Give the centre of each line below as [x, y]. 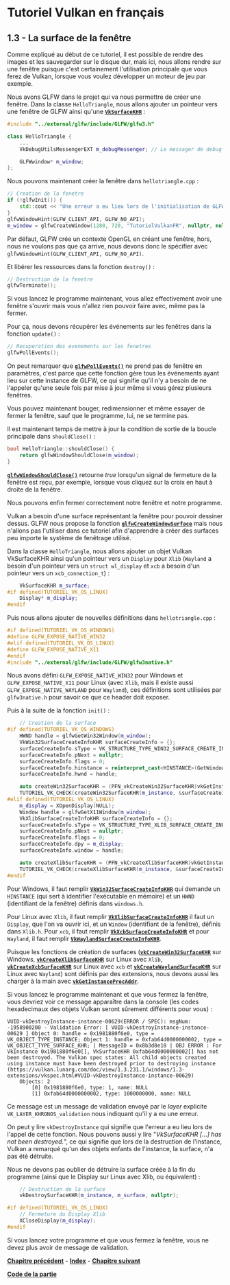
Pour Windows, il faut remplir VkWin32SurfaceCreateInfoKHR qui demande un [114, 889]
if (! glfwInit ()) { [35, 200]
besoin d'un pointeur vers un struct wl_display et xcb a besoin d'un [103, 566]
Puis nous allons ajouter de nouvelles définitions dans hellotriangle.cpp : [111, 618]
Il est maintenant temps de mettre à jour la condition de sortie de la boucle [112, 429]
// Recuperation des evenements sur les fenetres [79, 347]
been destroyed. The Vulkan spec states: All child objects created [107, 1057]
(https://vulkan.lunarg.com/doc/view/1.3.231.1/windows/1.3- [96, 1069]
